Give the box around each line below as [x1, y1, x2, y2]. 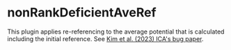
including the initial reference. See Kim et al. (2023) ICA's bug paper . [7, 34, 204, 42]
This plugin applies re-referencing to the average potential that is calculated [7, 27, 225, 36]
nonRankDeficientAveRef [7, 5, 157, 21]
